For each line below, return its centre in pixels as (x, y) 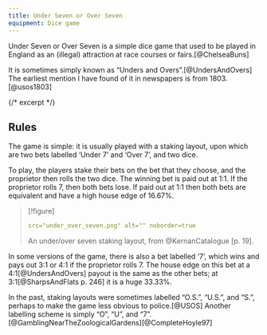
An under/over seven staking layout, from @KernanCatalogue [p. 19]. (141, 241)
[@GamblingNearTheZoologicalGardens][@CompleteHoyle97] (110, 323)
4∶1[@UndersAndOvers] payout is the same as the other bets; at (113, 274)
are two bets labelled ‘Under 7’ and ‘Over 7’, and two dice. (103, 155)
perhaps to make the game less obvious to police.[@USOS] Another (120, 306)
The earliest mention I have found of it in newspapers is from (108, 78)
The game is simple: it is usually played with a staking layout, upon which (128, 146)
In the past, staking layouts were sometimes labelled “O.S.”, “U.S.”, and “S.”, (132, 298)
